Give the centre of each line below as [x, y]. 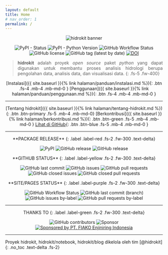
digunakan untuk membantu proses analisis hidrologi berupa [90, 68]
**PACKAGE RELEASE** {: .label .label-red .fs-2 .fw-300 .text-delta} [84, 139]
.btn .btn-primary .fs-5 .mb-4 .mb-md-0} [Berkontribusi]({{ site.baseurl [84, 114]
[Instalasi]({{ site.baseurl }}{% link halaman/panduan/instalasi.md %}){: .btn [84, 83]
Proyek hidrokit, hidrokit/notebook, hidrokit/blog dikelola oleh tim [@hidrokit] [84, 242]
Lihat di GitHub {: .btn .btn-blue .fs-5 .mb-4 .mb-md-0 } [92, 124]
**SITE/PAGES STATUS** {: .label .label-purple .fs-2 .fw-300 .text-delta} [84, 183]
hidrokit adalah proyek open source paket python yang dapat [90, 63]
